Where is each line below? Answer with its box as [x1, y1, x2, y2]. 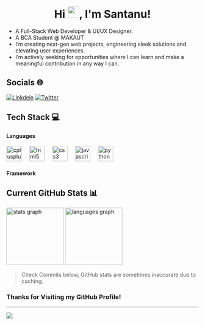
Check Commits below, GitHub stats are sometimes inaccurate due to [21, 271, 196, 278]
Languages [6, 132, 35, 140]
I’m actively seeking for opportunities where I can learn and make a [15, 53, 184, 60]
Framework [6, 170, 36, 177]
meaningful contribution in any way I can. [15, 60, 120, 67]
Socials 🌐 [6, 77, 44, 88]
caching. [21, 277, 44, 285]
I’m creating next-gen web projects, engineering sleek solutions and [15, 40, 187, 48]
